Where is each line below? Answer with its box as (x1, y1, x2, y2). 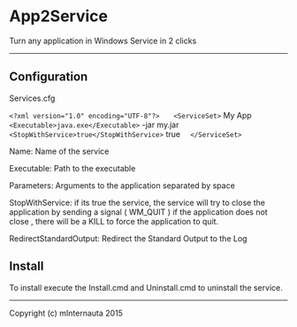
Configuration (9, 69, 88, 85)
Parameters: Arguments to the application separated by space (9, 179, 236, 191)
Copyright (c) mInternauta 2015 (9, 308, 124, 318)
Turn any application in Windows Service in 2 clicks (9, 35, 197, 46)
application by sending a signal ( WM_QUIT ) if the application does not (9, 206, 268, 217)
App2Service (9, 6, 109, 27)
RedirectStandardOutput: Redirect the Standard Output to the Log (9, 232, 247, 244)
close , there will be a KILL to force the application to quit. (9, 216, 219, 226)
